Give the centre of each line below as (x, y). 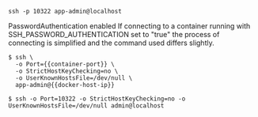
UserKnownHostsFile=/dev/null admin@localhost (86, 106)
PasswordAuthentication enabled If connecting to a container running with (129, 26)
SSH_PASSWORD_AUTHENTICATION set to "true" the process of (114, 34)
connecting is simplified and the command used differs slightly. (112, 43)
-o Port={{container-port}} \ (65, 64)
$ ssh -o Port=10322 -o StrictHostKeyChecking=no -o (97, 99)
